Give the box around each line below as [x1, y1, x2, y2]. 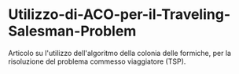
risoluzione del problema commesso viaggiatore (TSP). [8, 57, 186, 66]
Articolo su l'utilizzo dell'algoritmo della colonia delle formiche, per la [8, 48, 232, 57]
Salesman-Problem [8, 22, 137, 40]
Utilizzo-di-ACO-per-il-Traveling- [8, 6, 230, 24]
